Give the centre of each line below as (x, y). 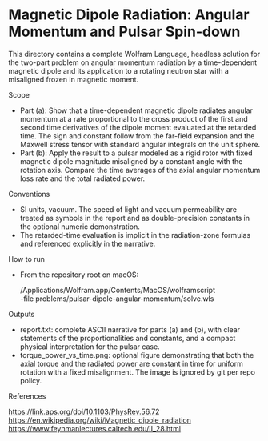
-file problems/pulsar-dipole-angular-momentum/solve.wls (117, 299)
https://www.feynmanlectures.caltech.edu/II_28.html (95, 428)
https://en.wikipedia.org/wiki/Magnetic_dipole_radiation (100, 420)
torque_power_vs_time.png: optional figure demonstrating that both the (137, 355)
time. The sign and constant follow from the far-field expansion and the (137, 136)
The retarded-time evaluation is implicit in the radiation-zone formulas (135, 235)
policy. (31, 380)
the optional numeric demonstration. (80, 227)
